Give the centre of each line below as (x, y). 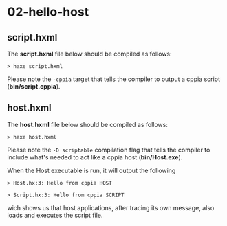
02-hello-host (48, 12)
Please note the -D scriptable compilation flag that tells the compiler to (109, 150)
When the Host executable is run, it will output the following (91, 170)
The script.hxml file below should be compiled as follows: (89, 54)
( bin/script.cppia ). (34, 86)
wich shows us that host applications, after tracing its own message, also (111, 207)
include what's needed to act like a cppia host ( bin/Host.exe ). (95, 157)
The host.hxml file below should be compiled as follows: (88, 124)
